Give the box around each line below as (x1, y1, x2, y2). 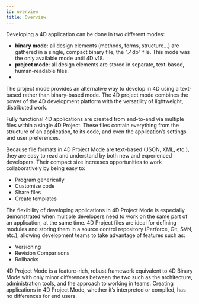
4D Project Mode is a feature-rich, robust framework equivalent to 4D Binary (6, 267, 193, 274)
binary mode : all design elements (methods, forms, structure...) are (14, 42, 179, 49)
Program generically (14, 176, 65, 183)
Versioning (14, 243, 41, 250)
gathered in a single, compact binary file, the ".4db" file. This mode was (14, 48, 190, 55)
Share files (14, 188, 41, 196)
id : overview (6, 8, 38, 15)
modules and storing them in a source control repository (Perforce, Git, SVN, (6, 225, 193, 232)
